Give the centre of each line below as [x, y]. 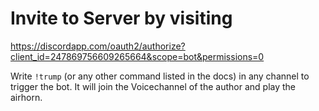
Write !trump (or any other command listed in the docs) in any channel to [160, 76]
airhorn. [26, 97]
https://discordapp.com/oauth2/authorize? [98, 46]
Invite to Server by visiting [121, 18]
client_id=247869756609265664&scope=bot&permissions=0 [137, 56]
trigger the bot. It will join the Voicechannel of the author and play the [153, 86]
